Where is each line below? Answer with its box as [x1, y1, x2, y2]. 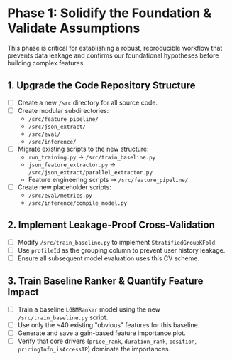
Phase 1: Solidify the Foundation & [7, 5, 211, 21]
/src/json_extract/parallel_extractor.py [28, 169, 153, 176]
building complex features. [7, 58, 85, 67]
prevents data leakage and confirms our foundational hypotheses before [7, 51, 219, 60]
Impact [7, 286, 39, 298]
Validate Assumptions [7, 20, 140, 36]
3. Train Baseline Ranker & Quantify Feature [7, 275, 204, 287]
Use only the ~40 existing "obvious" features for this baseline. [17, 320, 200, 329]
